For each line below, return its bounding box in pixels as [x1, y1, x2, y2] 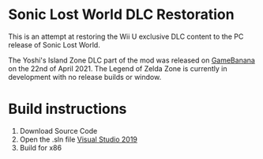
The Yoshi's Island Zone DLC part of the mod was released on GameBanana [8, 55, 255, 65]
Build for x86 [19, 142, 62, 152]
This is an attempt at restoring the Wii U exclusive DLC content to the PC [8, 32, 244, 41]
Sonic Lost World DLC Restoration [8, 6, 235, 24]
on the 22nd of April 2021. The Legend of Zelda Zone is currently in [8, 63, 227, 73]
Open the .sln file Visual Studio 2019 [19, 134, 138, 144]
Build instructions [8, 100, 127, 118]
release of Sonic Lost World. [8, 40, 100, 49]
